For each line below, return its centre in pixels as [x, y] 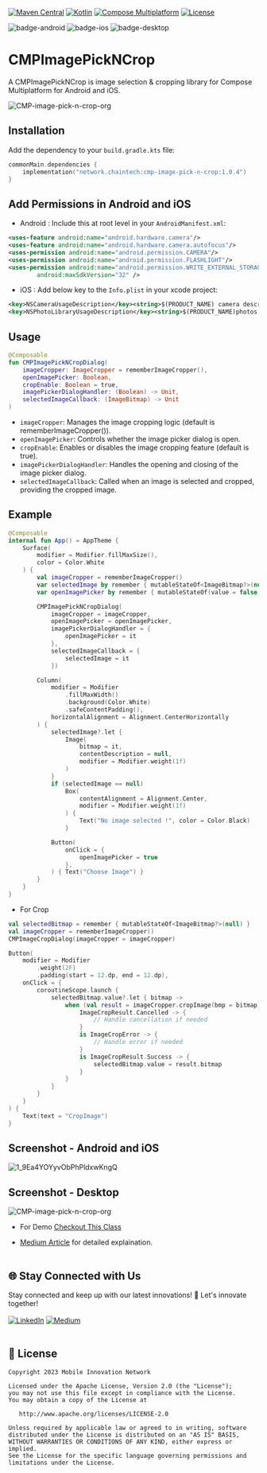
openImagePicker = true [118, 857]
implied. [23, 1448]
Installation [37, 131]
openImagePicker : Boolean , [67, 377]
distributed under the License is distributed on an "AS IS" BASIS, [124, 1435]
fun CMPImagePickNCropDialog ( [58, 362]
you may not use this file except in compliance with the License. [122, 1393]
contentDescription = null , [126, 754]
